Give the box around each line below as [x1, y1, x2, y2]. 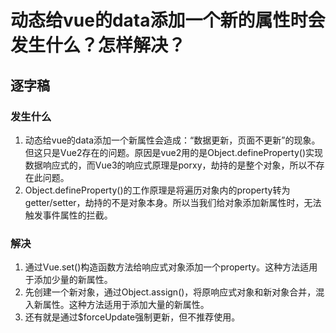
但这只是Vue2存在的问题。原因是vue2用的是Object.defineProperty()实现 [24, 146, 323, 158]
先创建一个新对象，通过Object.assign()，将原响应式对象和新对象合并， [24, 286, 317, 298]
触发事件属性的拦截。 [24, 209, 113, 221]
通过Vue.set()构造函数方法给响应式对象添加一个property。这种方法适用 [24, 261, 318, 273]
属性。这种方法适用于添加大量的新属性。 [42, 299, 210, 311]
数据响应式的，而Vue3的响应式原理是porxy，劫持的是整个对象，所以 [24, 159, 308, 171]
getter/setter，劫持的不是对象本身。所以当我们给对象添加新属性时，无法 [24, 196, 322, 208]
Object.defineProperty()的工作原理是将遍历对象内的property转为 [24, 184, 291, 196]
